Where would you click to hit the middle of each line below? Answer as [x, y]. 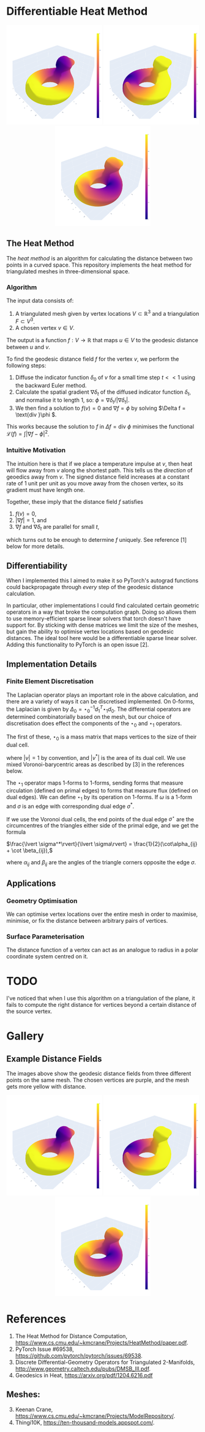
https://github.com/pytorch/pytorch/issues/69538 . [79, 1355]
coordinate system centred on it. [47, 957]
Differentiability [37, 565]
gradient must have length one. [46, 490]
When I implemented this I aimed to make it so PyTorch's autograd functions [102, 581]
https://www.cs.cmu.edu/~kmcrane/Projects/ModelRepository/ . [95, 1416]
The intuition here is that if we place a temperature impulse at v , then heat [99, 464]
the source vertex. [29, 1011]
